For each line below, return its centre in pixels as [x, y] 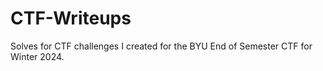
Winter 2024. [37, 56]
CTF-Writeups [71, 18]
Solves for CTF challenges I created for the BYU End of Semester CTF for [161, 46]
